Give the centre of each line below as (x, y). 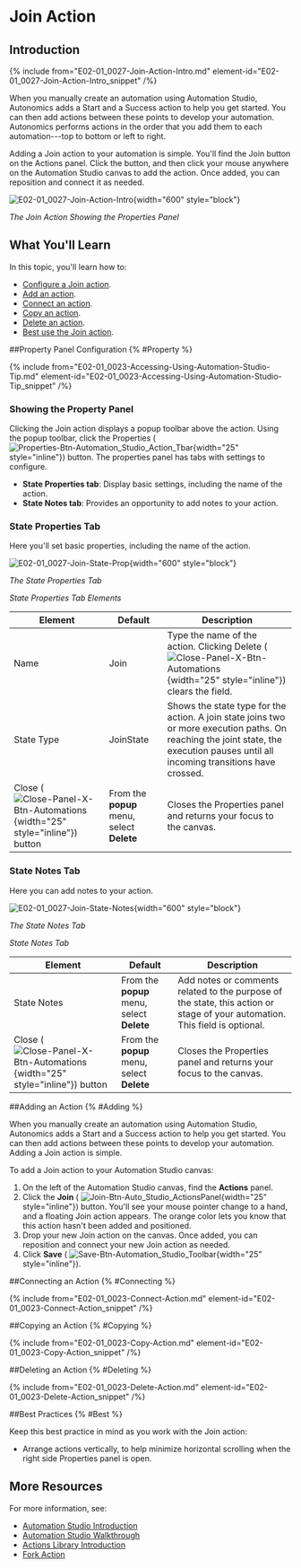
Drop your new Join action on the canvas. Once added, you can (140, 1235)
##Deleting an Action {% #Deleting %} (81, 1370)
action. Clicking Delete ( (217, 646)
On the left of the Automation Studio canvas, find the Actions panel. (147, 1187)
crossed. (185, 774)
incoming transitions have (221, 762)
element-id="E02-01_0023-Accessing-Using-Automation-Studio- (161, 376)
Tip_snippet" (33, 385)
